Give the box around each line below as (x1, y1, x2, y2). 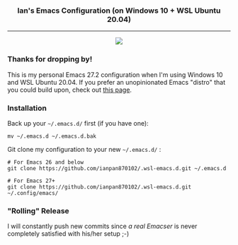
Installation (7, 103, 47, 113)
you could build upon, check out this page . (7, 85, 132, 94)
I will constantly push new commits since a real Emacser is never (7, 222, 198, 231)
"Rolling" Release (7, 205, 69, 215)
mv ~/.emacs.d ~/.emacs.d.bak (7, 133, 97, 140)
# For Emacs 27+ (7, 177, 55, 184)
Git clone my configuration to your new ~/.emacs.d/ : (7, 145, 161, 153)
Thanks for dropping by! (7, 54, 93, 64)
